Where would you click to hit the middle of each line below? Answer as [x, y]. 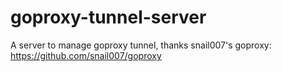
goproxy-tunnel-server [108, 17]
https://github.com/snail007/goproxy [86, 55]
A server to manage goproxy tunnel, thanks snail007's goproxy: [141, 45]
